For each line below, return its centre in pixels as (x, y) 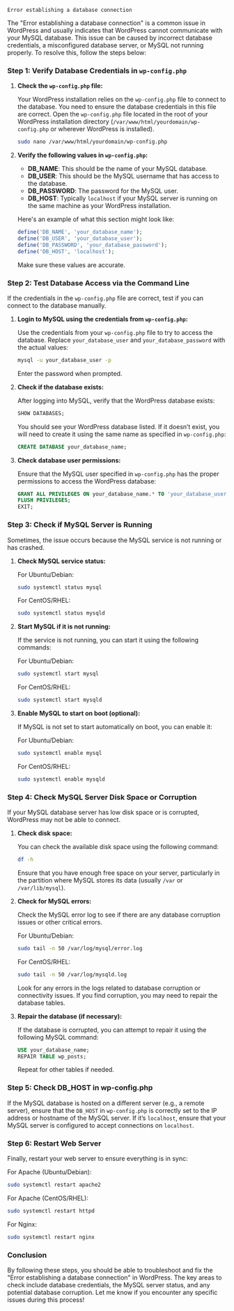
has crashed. (26, 547)
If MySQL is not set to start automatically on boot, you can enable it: (115, 727)
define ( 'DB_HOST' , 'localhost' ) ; (66, 251)
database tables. (41, 1003)
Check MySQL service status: (61, 561)
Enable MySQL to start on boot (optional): (79, 713)
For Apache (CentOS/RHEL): (48, 1198)
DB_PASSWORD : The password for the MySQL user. (103, 191)
